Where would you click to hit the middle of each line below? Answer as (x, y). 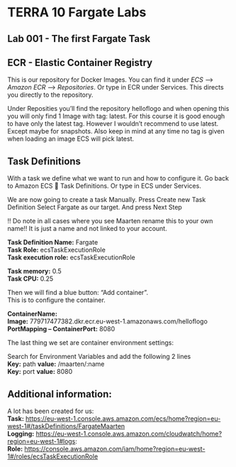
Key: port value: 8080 (40, 372)
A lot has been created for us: (51, 411)
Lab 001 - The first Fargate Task (79, 39)
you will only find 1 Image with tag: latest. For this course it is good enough (116, 116)
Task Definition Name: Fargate (53, 242)
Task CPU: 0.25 (30, 279)
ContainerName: (33, 314)
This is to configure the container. (57, 300)
